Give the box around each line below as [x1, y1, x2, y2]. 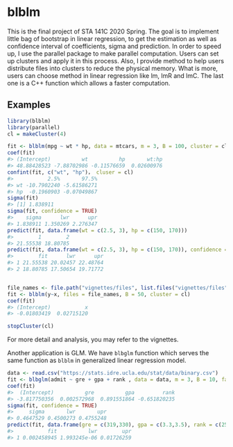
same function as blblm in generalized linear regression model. [7, 356, 187, 365]
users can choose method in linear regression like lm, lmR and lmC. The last [7, 71, 224, 80]
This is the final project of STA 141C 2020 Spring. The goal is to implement [7, 27, 220, 35]
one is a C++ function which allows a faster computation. [7, 79, 171, 87]
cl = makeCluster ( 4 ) [7, 130, 67, 138]
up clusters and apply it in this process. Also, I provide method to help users [7, 56, 224, 65]
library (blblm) [7, 117, 51, 124]
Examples [7, 99, 51, 111]
